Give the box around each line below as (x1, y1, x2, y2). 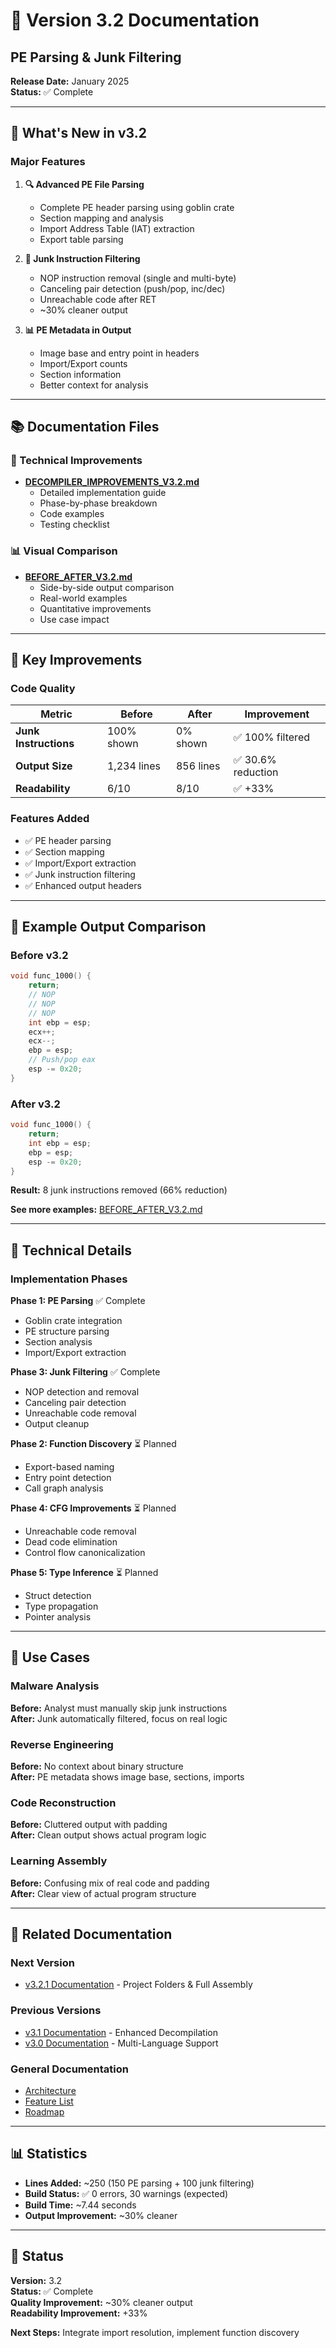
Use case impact (39, 613, 110, 625)
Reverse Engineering (10, 1737, 114, 1751)
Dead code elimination (24, 1536, 118, 1548)
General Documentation (10, 2062, 129, 2076)
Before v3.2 (10, 948, 69, 962)
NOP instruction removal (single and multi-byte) (39, 272, 237, 284)
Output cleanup (24, 1418, 90, 1430)
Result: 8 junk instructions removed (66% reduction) (10, 1184, 228, 1196)
